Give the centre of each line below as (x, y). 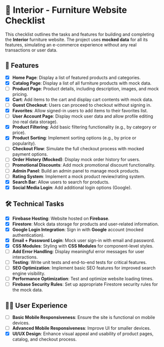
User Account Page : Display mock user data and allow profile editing (82, 116)
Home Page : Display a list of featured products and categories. (76, 77)
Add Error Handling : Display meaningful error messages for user (78, 251)
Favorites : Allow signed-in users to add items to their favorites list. (80, 111)
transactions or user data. (31, 50)
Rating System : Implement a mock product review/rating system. (79, 176)
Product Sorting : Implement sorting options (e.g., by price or (74, 138)
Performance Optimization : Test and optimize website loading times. (83, 279)
